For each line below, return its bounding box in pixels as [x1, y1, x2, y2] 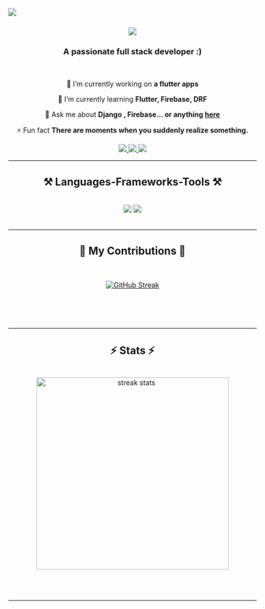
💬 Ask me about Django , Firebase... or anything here [44, 110, 221, 119]
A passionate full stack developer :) [62, 47, 203, 58]
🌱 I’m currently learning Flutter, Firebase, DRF [58, 95, 207, 104]
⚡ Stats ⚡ [110, 343, 155, 357]
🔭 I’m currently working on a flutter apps [66, 79, 199, 89]
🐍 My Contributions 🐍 [79, 244, 186, 257]
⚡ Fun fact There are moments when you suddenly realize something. [17, 125, 248, 135]
